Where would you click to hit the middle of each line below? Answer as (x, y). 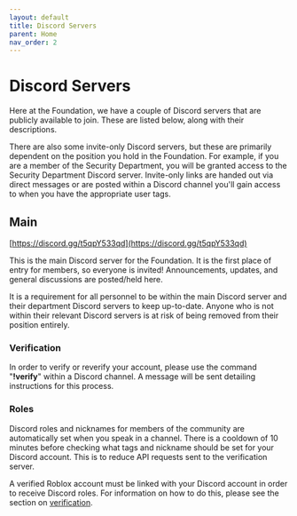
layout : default (39, 17)
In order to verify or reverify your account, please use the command (133, 367)
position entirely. (39, 325)
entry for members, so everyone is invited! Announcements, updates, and (144, 270)
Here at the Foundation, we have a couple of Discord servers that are (135, 111)
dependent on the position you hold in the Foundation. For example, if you (144, 156)
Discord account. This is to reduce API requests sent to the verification (138, 456)
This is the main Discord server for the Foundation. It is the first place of (141, 260)
